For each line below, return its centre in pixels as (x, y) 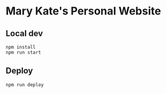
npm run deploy (25, 85)
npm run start (24, 52)
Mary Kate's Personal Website (83, 11)
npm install (21, 47)
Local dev (25, 33)
